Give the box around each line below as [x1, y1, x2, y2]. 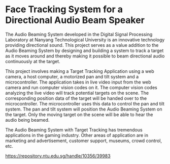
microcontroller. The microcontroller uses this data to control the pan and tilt [5, 100, 165, 106]
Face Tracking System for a [5, 4, 123, 15]
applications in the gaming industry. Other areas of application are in [5, 132, 149, 138]
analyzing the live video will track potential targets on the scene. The [5, 90, 149, 96]
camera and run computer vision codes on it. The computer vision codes [5, 84, 157, 90]
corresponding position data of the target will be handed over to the [5, 95, 147, 101]
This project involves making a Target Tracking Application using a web [5, 68, 155, 74]
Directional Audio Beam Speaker [5, 14, 145, 26]
